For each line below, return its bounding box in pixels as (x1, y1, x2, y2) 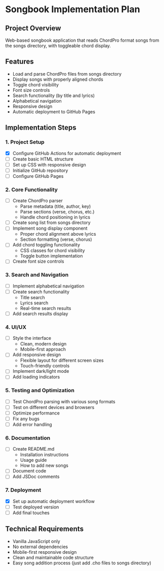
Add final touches (12, 510, 50, 516)
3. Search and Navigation (5, 271, 69, 278)
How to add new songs (20, 462, 68, 468)
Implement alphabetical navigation (12, 283, 85, 289)
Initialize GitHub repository (12, 167, 68, 173)
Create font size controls (12, 258, 64, 265)
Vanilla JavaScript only (12, 538, 61, 544)
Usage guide (20, 457, 47, 463)
